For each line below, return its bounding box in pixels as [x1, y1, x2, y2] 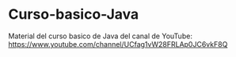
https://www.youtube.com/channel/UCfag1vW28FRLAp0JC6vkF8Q [8, 39, 228, 48]
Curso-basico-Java [8, 5, 139, 23]
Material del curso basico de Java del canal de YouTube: [8, 31, 192, 41]
